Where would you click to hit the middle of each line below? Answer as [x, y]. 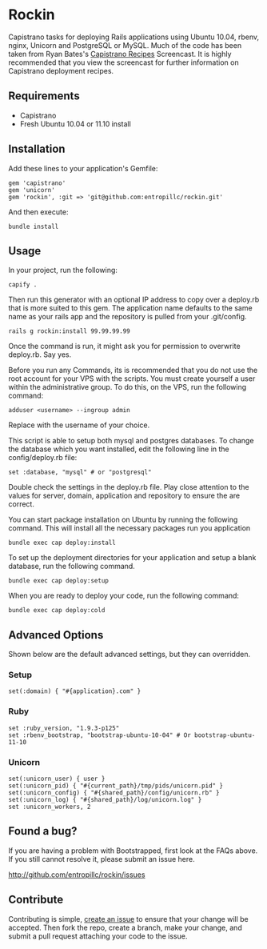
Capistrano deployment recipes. [61, 70]
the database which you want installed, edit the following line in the [119, 449]
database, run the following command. [72, 567]
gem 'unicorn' [32, 190]
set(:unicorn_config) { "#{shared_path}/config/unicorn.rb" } [114, 793]
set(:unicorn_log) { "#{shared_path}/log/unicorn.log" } [105, 800]
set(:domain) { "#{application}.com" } [75, 691]
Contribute [36, 900]
